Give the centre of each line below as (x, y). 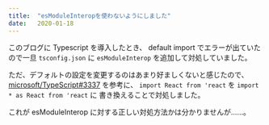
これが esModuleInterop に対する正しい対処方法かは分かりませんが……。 (129, 112)
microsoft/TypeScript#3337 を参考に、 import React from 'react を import (134, 85)
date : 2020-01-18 (41, 23)
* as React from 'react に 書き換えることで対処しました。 (107, 94)
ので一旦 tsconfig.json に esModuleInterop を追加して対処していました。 (130, 57)
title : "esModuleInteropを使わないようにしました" (90, 16)
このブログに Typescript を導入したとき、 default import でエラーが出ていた (134, 47)
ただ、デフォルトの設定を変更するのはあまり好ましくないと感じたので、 (128, 74)
